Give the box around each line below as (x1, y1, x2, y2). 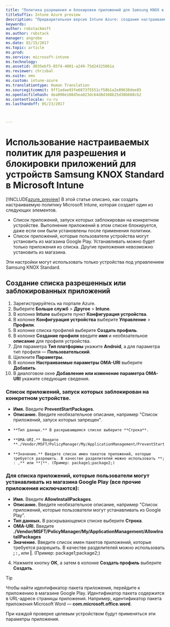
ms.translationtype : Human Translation (6, 82, 90, 88)
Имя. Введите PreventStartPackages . (13, 406, 95, 412)
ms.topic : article (6, 45, 44, 50)
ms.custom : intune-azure (6, 78, 58, 83)
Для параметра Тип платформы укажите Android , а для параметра (13, 343, 160, 349)
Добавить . (13, 365, 37, 371)
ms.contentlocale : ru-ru (6, 97, 58, 102)
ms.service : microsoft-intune (6, 54, 70, 60)
